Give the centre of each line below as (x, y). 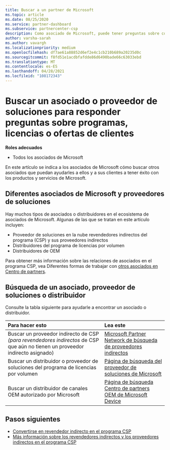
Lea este (115, 325)
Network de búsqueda (131, 340)
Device (113, 401)
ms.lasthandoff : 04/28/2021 (35, 72)
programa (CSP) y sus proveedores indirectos (60, 240)
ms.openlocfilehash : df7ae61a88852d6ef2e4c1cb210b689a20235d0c (73, 52)
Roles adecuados (24, 147)
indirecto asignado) (31, 353)
